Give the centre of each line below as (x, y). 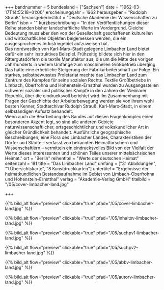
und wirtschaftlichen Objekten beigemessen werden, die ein (66, 38)
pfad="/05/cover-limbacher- (125, 203)
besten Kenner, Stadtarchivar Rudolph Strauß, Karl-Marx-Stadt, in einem (78, 106)
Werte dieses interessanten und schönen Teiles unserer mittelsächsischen (80, 153)
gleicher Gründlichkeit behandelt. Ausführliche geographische (68, 132)
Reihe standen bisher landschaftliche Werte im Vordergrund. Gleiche (74, 28)
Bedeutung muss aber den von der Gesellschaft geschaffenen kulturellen (79, 33)
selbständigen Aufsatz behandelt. (39, 111)
